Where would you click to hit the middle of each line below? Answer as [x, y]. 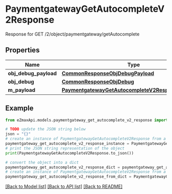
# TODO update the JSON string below [46, 129]
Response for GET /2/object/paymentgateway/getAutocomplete [72, 34]
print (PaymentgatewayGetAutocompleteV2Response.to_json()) [70, 153]
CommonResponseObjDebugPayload [108, 73]
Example [19, 108]
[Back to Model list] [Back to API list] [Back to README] [64, 187]
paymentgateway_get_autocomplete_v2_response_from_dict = [68, 177]
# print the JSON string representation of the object [65, 148]
